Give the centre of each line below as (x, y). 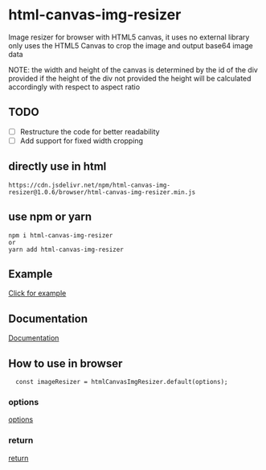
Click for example (37, 293)
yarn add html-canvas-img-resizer (66, 249)
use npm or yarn (50, 217)
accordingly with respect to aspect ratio (74, 87)
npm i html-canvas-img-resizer (61, 235)
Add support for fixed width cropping (81, 140)
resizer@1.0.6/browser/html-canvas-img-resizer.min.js (102, 192)
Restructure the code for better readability (90, 131)
